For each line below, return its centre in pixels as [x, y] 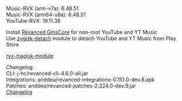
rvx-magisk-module [30, 56]
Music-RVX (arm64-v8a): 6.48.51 [46, 15]
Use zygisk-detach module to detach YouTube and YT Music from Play [91, 38]
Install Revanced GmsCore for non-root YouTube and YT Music [82, 32]
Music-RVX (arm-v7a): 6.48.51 [42, 8]
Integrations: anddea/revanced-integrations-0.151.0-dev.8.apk [80, 79]
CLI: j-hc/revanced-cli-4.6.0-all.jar [47, 73]
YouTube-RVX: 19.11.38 [34, 21]
